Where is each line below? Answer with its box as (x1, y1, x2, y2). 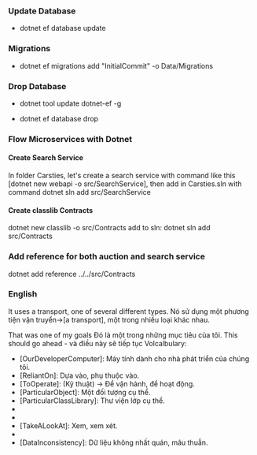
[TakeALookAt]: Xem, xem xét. (19, 420, 118, 431)
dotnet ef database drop (19, 114, 99, 123)
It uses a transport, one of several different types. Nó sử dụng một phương (8, 306, 249, 316)
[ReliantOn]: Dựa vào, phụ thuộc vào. (19, 371, 140, 380)
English (8, 289, 38, 300)
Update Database (8, 6, 76, 17)
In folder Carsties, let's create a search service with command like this (8, 171, 236, 181)
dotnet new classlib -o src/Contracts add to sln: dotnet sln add (8, 223, 211, 233)
